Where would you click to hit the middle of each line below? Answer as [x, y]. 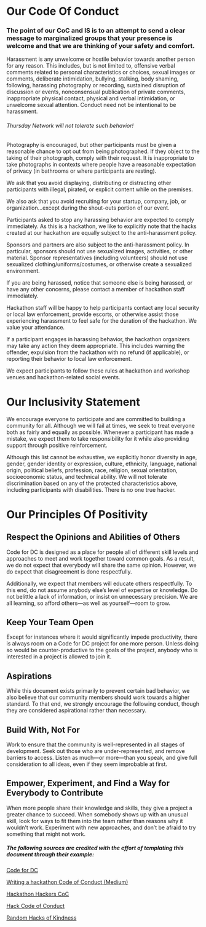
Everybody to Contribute [55, 793]
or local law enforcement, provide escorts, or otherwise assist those [93, 314]
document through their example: [50, 854]
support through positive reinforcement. [57, 445]
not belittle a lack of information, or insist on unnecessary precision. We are [102, 596]
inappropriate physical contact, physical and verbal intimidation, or [91, 98]
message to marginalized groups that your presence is [89, 38]
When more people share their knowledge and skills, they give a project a [99, 808]
